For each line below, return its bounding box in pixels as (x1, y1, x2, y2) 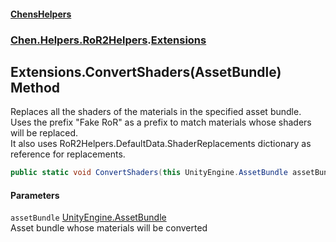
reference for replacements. (10, 148, 126, 160)
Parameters (10, 189, 60, 201)
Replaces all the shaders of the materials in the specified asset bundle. (10, 106, 302, 118)
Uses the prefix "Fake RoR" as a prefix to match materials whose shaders (10, 116, 312, 129)
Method (10, 79, 61, 96)
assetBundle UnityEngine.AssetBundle (10, 211, 167, 224)
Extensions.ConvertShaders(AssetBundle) (10, 63, 282, 80)
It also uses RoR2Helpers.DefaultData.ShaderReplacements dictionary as (10, 138, 312, 150)
